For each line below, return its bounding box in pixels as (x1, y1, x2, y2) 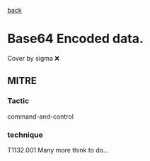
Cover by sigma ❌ (7, 54, 60, 62)
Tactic (7, 96, 30, 106)
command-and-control (7, 112, 74, 121)
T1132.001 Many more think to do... (7, 145, 109, 154)
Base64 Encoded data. (7, 31, 144, 47)
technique (7, 130, 44, 140)
